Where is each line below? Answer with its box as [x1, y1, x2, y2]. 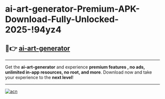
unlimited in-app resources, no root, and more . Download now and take [5, 69, 152, 75]
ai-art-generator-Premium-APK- [5, 3, 140, 15]
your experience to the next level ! [5, 75, 74, 80]
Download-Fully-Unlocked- [5, 14, 119, 25]
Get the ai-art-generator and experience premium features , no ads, [5, 64, 145, 70]
